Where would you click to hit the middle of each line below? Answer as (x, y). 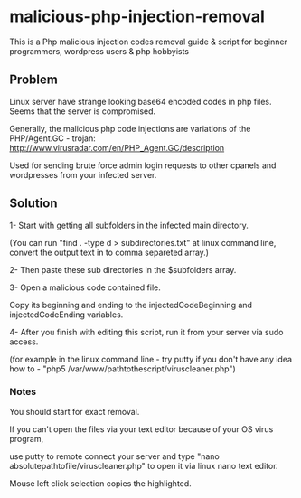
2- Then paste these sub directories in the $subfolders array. (123, 269)
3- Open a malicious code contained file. (85, 287)
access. (24, 342)
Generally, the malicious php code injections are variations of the (130, 128)
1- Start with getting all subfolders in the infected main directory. (129, 225)
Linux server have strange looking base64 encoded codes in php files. (141, 101)
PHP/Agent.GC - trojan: (53, 138)
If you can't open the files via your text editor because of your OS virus (141, 429)
